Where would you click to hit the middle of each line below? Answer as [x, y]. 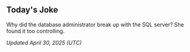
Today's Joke [32, 10]
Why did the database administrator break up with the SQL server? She [95, 24]
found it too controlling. [36, 31]
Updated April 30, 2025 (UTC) [44, 42]
